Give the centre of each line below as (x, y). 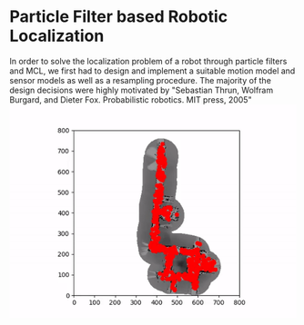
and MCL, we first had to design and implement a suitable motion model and (152, 71)
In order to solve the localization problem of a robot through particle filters (148, 61)
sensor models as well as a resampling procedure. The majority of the (140, 80)
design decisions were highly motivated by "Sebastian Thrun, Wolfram (142, 90)
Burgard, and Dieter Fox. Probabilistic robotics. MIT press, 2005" (131, 99)
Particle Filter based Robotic (119, 17)
